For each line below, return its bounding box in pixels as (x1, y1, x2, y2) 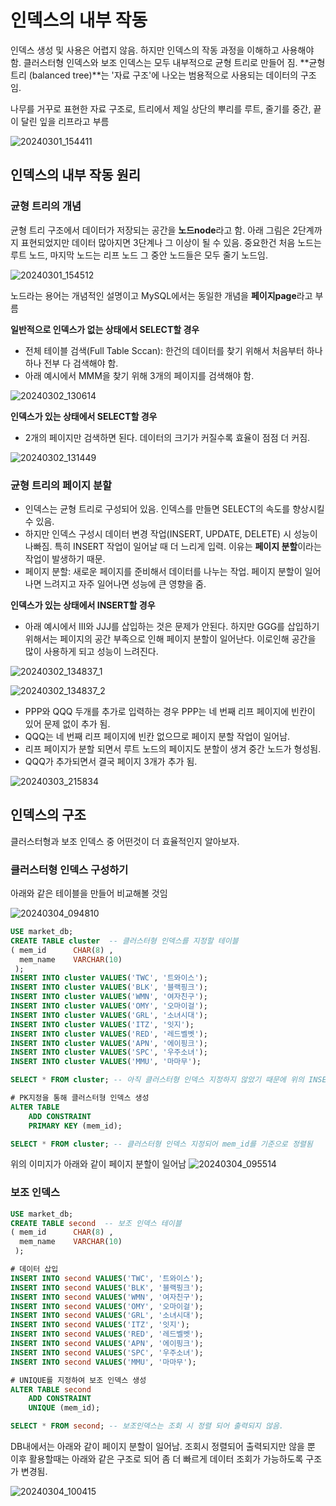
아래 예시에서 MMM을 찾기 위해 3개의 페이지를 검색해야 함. (24, 369, 255, 381)
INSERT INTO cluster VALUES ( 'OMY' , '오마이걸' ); (10, 1001, 208, 1011)
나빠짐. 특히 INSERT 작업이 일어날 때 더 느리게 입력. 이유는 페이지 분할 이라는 (24, 540, 322, 552)
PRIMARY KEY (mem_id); (28, 1121, 123, 1131)
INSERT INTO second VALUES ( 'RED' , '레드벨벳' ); (10, 1329, 204, 1340)
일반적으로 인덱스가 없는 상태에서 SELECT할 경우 (10, 323, 200, 335)
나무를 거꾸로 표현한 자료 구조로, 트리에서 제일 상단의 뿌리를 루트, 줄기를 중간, (10, 102, 312, 115)
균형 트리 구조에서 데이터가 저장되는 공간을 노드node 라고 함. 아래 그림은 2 (10, 224, 298, 236)
